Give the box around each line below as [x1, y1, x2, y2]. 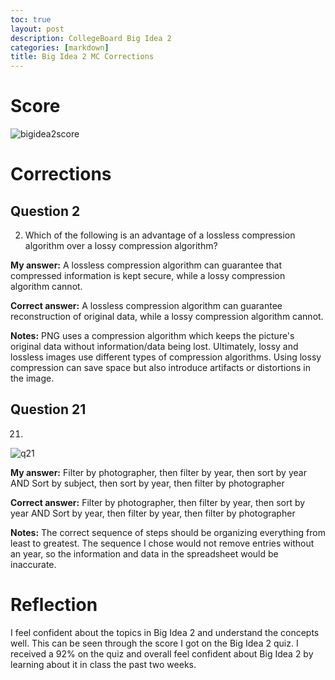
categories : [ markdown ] [10, 42, 110, 53]
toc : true [10, 14, 52, 25]
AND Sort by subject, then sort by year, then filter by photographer [10, 477, 285, 489]
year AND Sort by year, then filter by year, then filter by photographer [10, 507, 296, 519]
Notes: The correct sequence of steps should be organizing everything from [10, 526, 326, 538]
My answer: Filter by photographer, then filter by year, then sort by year [10, 466, 307, 478]
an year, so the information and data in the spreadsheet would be [10, 547, 279, 560]
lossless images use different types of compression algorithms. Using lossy [10, 351, 322, 363]
